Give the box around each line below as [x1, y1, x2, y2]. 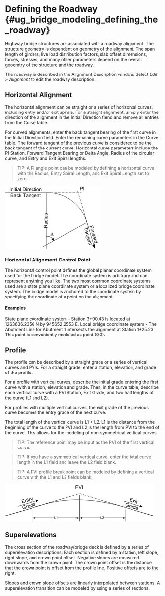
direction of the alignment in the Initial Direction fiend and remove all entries [5, 114, 159, 120]
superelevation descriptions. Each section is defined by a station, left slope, [5, 549, 159, 555]
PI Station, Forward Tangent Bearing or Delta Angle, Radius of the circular [5, 150, 154, 156]
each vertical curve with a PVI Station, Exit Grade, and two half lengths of [5, 390, 154, 396]
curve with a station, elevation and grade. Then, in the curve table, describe [5, 384, 159, 390]
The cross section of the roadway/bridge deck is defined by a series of [5, 544, 149, 550]
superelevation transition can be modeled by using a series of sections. [5, 585, 150, 591]
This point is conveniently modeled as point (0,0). [5, 332, 106, 337]
